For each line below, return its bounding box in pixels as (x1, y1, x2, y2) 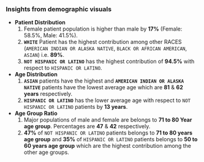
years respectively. (23, 90, 73, 98)
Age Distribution (14, 71, 58, 78)
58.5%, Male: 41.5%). (23, 32, 78, 39)
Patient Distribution (14, 19, 66, 26)
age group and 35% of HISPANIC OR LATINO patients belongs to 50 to (23, 136, 198, 143)
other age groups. (23, 149, 70, 156)
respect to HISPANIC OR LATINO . (23, 64, 102, 72)
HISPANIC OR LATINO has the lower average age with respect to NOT (23, 97, 191, 104)
